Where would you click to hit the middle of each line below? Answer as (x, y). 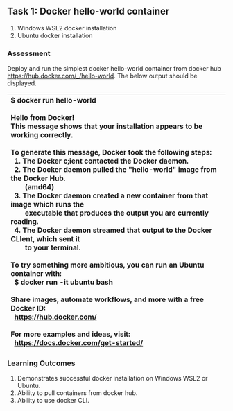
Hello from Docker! (43, 118)
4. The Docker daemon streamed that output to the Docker (113, 230)
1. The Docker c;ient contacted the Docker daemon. (102, 161)
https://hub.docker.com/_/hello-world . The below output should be (102, 76)
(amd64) (39, 187)
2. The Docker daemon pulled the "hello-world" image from (115, 170)
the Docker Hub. (38, 178)
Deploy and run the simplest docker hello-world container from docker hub (114, 69)
